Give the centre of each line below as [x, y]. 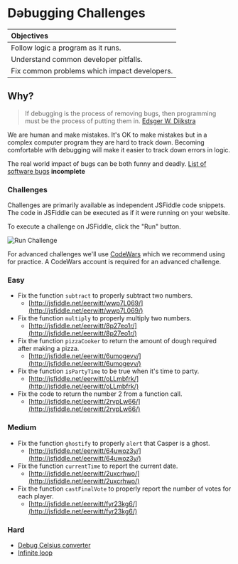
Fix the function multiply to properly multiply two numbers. [104, 318]
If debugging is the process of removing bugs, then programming [120, 113]
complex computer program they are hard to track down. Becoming [106, 142]
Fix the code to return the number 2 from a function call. [100, 394]
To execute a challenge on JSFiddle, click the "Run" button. [94, 226]
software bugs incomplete [46, 171]
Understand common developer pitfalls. [77, 59]
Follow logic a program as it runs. [66, 48]
